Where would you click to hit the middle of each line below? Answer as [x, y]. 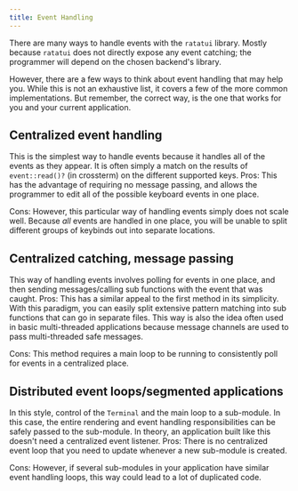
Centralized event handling [86, 136]
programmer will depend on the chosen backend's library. [116, 61]
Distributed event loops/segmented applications [146, 391]
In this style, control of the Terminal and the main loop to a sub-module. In [145, 413]
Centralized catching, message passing [121, 258]
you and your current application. [70, 107]
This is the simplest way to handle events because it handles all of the [137, 157]
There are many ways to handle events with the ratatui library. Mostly [138, 43]
